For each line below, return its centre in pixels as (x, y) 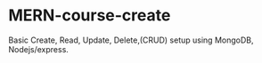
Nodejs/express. (38, 49)
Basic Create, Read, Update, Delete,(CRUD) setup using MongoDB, (131, 40)
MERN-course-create (90, 16)
